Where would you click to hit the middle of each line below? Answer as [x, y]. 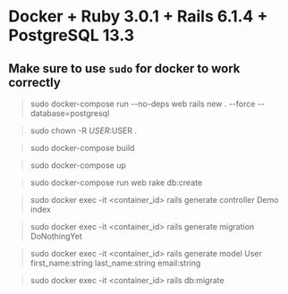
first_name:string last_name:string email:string [115, 263]
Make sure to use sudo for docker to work [124, 68]
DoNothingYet [56, 236]
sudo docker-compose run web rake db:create [116, 182]
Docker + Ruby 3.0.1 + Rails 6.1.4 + [138, 17]
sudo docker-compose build [82, 148]
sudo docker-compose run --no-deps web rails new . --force [143, 104]
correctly [35, 82]
